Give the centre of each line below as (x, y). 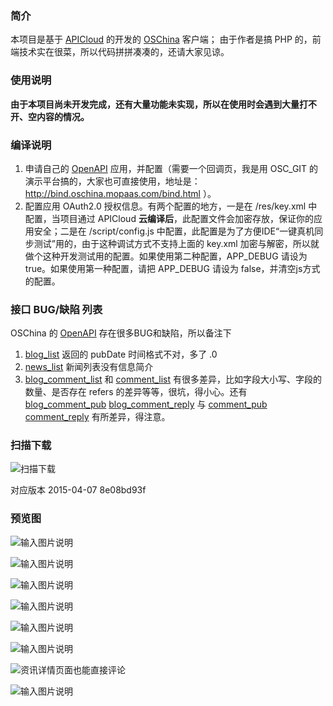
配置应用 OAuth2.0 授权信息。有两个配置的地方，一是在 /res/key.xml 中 (171, 206)
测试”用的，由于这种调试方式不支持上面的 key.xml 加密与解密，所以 (172, 243)
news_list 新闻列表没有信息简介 (89, 367)
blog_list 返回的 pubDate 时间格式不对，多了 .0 (121, 354)
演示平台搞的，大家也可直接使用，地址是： (112, 181)
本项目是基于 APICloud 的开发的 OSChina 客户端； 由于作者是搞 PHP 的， (161, 39)
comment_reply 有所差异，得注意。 (97, 417)
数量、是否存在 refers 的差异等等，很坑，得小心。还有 (136, 392)
